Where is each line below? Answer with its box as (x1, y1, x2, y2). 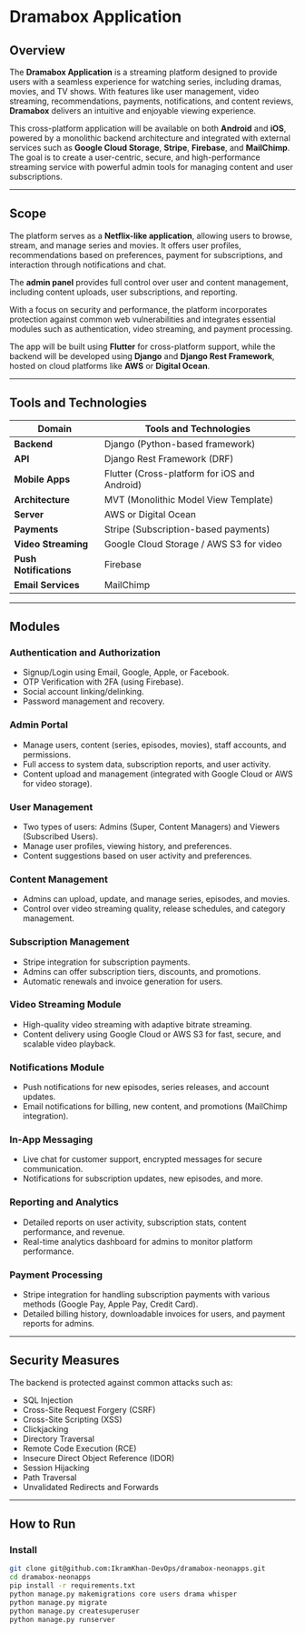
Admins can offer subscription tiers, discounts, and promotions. (22, 966, 261, 977)
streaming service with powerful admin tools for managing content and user (9, 162, 293, 172)
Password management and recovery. (22, 696, 165, 706)
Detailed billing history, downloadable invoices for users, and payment (22, 1307, 286, 1319)
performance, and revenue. (22, 1226, 125, 1237)
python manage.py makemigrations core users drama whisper (9, 1589, 238, 1599)
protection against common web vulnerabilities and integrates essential (9, 314, 276, 325)
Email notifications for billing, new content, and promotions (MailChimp (22, 1101, 288, 1112)
